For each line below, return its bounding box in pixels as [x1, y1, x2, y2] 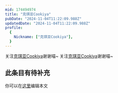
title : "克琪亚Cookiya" [5, 12, 51, 17]
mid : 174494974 [5, 7, 36, 12]
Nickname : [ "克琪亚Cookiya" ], [14, 35, 73, 40]
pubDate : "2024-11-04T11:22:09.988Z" [5, 16, 82, 21]
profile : [5, 25, 23, 30]
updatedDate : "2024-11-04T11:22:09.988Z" [5, 21, 91, 26]
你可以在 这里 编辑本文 [5, 83, 48, 89]
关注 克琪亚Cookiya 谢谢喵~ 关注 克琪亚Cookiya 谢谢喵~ [5, 53, 113, 59]
